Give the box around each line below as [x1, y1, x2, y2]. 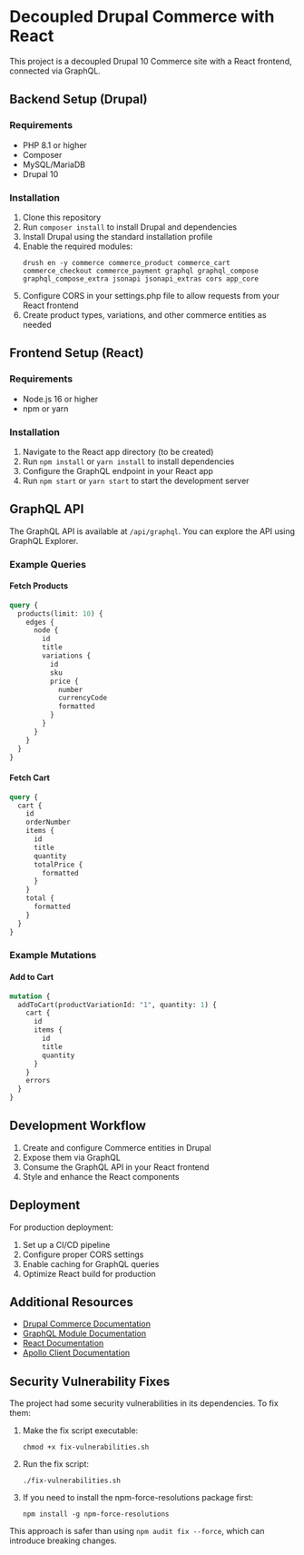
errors [25, 1076, 51, 1085]
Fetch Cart [9, 772, 50, 783]
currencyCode [57, 693, 107, 703]
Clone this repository [22, 212, 102, 223]
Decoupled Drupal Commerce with [9, 6, 275, 27]
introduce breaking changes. [9, 1535, 117, 1546]
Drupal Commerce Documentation [22, 1319, 152, 1330]
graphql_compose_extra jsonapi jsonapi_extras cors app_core [22, 274, 260, 283]
